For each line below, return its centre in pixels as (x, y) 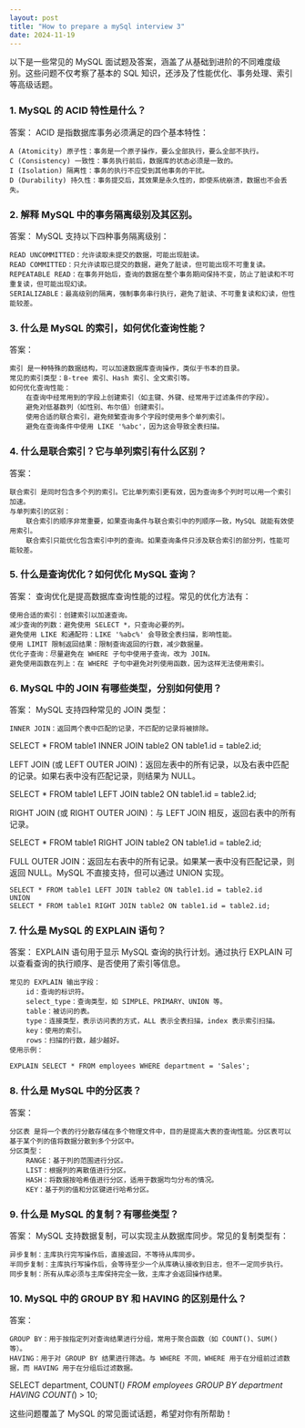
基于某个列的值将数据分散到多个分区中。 (74, 1141)
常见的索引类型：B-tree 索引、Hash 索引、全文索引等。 (102, 378)
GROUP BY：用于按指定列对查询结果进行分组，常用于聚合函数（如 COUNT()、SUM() (144, 1340)
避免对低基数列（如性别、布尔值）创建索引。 (97, 408)
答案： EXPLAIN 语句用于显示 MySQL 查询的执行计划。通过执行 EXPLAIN (146, 952)
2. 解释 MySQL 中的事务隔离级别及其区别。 (104, 214)
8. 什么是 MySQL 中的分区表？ (76, 1091)
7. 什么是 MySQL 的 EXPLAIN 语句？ (88, 931)
